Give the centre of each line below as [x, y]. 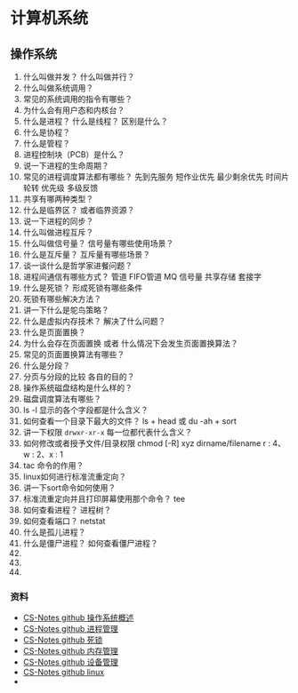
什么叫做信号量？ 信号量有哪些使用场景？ [98, 243]
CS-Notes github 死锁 [63, 640]
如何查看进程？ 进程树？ [67, 510]
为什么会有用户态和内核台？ [74, 110]
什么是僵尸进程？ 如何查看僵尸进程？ [90, 543]
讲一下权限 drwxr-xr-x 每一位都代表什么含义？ [108, 432]
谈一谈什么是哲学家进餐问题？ [77, 266]
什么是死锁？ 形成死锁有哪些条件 [83, 288]
